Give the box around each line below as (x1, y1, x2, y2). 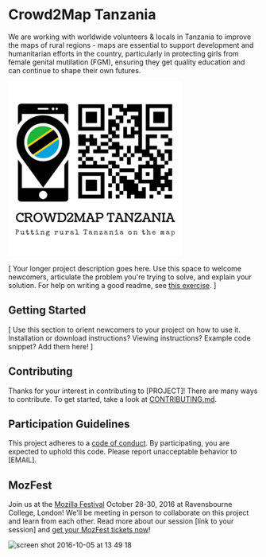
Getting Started (8, 304, 87, 317)
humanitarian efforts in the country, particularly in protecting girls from (8, 49, 240, 58)
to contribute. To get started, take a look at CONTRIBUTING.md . (8, 394, 217, 403)
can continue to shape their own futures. (8, 65, 141, 75)
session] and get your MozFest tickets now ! (8, 525, 151, 535)
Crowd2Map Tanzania (8, 6, 156, 24)
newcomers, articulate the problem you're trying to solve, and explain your (8, 272, 253, 282)
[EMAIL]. (8, 455, 37, 465)
